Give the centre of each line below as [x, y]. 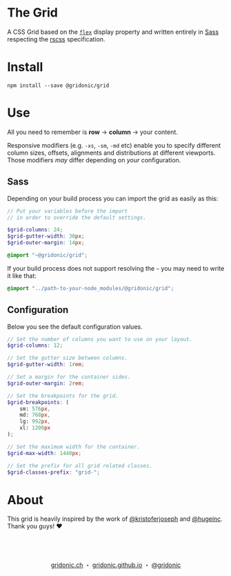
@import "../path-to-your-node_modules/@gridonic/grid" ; [91, 288]
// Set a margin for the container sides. [69, 377]
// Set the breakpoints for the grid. [63, 396]
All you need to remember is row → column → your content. [92, 132]
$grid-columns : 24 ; [35, 230]
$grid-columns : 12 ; [35, 346]
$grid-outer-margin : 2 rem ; [46, 383]
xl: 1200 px [35, 428]
